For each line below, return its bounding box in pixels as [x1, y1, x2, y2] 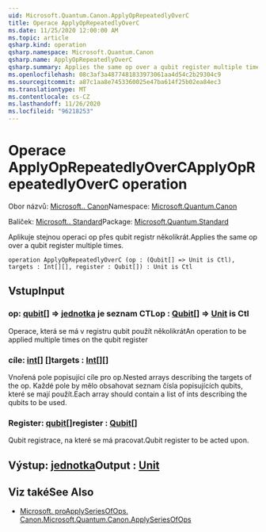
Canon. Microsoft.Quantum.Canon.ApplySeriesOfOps [19, 515, 192, 524]
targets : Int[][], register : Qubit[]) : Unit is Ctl [8, 262, 193, 270]
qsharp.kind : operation [8, 41, 87, 49]
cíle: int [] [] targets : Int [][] [8, 354, 109, 366]
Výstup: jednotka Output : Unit [8, 458, 160, 472]
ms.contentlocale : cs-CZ [8, 93, 90, 101]
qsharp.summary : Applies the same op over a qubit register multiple [8, 63, 243, 71]
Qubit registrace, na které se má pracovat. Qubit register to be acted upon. [8, 435, 249, 445]
